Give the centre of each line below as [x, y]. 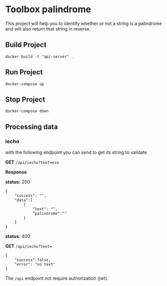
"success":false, [33, 260]
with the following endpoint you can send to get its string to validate [76, 152]
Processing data [32, 126]
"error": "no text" [35, 265]
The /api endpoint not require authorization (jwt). [57, 278]
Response [16, 172]
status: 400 [18, 236]
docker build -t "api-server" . [39, 56]
